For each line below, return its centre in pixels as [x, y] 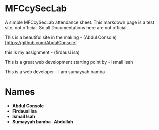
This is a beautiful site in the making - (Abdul [51, 37]
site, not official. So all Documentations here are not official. [67, 27]
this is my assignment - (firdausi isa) [42, 52]
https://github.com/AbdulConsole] [42, 42]
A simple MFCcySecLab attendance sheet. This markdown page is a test [80, 22]
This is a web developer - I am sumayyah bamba [55, 72]
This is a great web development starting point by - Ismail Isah [69, 62]
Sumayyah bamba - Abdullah [43, 122]
